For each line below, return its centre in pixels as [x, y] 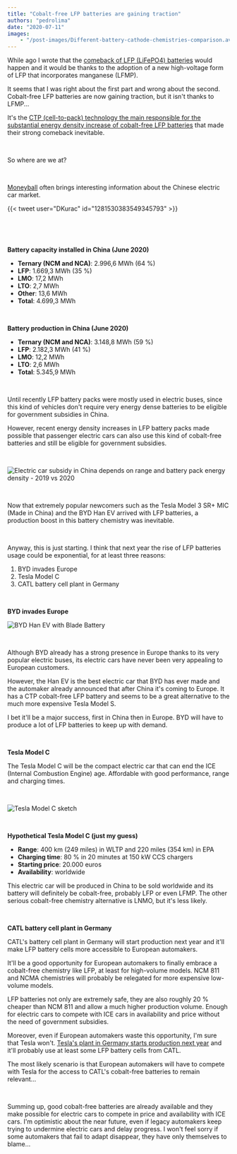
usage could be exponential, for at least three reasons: [86, 555]
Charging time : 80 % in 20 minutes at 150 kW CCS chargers [105, 857]
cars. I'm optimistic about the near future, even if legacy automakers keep [115, 1121]
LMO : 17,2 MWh [40, 278]
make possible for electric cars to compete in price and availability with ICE [116, 1114]
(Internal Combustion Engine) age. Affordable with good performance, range [119, 774]
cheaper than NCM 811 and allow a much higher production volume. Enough [117, 1007]
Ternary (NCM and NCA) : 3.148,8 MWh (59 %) [85, 342]
